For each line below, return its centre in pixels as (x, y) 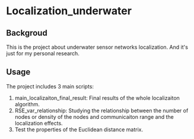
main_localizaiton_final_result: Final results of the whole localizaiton (97, 98)
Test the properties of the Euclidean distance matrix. (79, 129)
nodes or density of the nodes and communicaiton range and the (94, 116)
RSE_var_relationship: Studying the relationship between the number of (101, 110)
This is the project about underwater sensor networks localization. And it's (97, 47)
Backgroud (27, 33)
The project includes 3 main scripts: (50, 86)
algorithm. (27, 104)
